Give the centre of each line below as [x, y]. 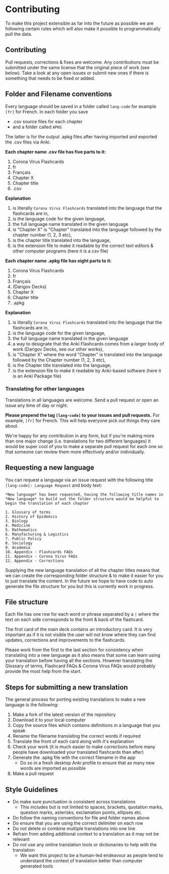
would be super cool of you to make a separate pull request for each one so [84, 446]
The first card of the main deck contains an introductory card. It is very [79, 629]
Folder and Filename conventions [59, 94]
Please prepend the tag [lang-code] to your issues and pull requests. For [82, 415]
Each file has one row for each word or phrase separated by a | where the [82, 614]
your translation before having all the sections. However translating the [79, 661]
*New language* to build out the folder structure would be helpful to [82, 499]
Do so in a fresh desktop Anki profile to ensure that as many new [87, 763]
